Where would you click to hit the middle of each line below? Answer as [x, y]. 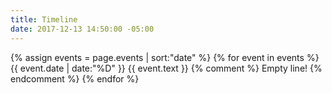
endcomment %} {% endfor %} [75, 78]
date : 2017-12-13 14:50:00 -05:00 [82, 29]
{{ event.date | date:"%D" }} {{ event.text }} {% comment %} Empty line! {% [166, 68]
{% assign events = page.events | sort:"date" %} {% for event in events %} [165, 57]
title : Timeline [44, 19]
